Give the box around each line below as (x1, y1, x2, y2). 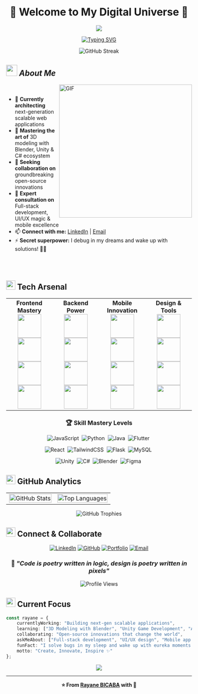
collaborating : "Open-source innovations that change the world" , (16, 631, 183, 638)
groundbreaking (14, 171, 54, 178)
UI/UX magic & (14, 215, 51, 222)
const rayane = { (6, 615, 49, 621)
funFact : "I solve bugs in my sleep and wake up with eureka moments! (16, 642, 194, 648)
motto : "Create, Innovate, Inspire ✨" (16, 648, 113, 654)
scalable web (14, 114, 47, 121)
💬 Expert (14, 189, 37, 197)
